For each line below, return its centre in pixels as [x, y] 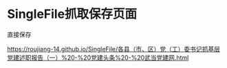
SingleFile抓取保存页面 [72, 14]
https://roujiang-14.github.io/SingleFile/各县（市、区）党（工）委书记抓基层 [114, 49]
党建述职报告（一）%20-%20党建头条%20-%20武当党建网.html [98, 57]
